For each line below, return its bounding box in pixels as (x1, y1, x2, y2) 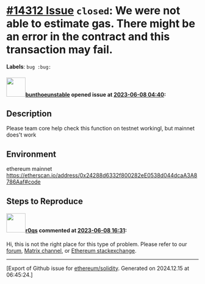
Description (6, 108, 52, 119)
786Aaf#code (6, 178, 41, 185)
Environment (6, 149, 57, 159)
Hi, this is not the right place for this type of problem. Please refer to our (6, 240, 187, 248)
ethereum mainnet (6, 165, 52, 173)
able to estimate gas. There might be (6, 17, 195, 31)
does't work (6, 131, 37, 138)
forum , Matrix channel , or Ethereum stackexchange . (6, 247, 137, 254)
